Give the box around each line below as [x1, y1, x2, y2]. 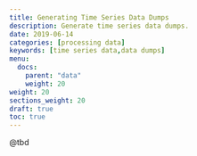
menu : [9, 54, 29, 63]
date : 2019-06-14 [9, 29, 74, 38]
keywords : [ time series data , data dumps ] [9, 46, 166, 55]
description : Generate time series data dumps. [9, 21, 190, 30]
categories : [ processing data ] [9, 37, 126, 47]
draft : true [9, 104, 53, 113]
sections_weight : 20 [9, 95, 86, 105]
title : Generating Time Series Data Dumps [9, 12, 169, 22]
